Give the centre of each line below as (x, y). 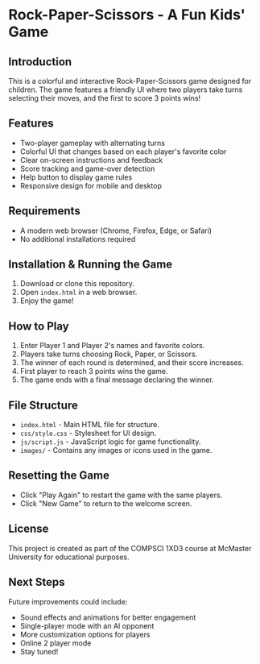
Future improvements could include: (68, 601)
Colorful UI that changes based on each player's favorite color (123, 151)
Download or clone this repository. (77, 284)
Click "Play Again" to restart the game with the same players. (121, 495)
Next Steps (37, 582)
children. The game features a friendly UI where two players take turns (126, 89)
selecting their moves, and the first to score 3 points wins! (105, 98)
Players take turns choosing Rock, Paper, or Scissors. (109, 354)
